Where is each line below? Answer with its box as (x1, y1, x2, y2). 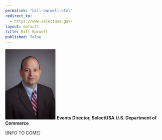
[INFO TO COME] (5, 130, 41, 135)
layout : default (5, 24, 39, 29)
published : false (5, 35, 42, 40)
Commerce (5, 120, 29, 126)
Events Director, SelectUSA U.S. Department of (56, 115, 157, 120)
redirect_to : (5, 13, 33, 19)
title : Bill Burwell (5, 29, 49, 35)
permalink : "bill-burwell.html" (5, 8, 73, 13)
